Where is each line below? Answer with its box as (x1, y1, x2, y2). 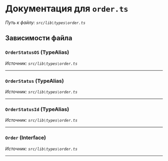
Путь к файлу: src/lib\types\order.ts (5, 19, 86, 25)
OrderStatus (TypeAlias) (5, 77, 64, 84)
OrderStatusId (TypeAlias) (5, 106, 69, 113)
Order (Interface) (5, 134, 46, 141)
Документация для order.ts (5, 3, 128, 14)
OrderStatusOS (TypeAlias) (5, 49, 69, 56)
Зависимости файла (5, 34, 72, 42)
